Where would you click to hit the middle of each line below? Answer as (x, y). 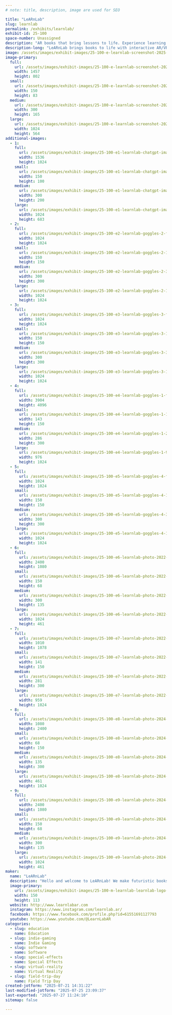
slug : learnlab (21, 24)
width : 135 (30, 762)
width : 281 (30, 681)
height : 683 (31, 219)
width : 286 (30, 438)
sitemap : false (21, 1000)
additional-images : (26, 138)
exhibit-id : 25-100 (26, 34)
